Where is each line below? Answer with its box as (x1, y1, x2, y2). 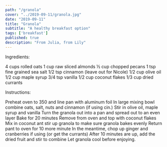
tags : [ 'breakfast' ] (5, 31, 48, 36)
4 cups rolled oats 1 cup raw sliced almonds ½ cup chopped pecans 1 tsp (5, 63, 156, 69)
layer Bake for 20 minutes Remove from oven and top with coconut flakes (5, 115, 156, 121)
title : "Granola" (5, 21, 41, 27)
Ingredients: (5, 54, 30, 60)
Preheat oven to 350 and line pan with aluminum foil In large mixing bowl (5, 99, 155, 105)
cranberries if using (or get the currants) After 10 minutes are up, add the (5, 131, 155, 137)
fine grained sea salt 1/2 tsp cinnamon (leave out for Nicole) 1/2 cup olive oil (5, 69, 161, 75)
